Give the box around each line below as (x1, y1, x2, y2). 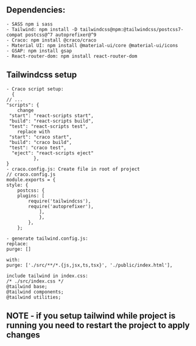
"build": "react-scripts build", (9, 118, 94, 124)
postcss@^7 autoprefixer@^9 (25, 32, 97, 38)
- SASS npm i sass (6, 21, 53, 27)
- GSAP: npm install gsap (6, 48, 72, 54)
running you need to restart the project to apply (6, 320, 190, 331)
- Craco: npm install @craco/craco (6, 37, 97, 43)
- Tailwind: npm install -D (6, 26, 78, 32)
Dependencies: (6, 5, 66, 15)
